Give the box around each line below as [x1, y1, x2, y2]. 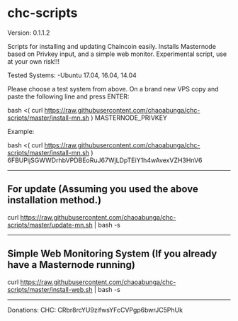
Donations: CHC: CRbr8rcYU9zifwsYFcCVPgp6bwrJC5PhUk [7, 305, 183, 314]
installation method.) [7, 194, 101, 206]
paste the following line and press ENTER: [7, 92, 130, 101]
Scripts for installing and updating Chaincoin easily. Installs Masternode [7, 42, 216, 50]
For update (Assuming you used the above [7, 183, 198, 196]
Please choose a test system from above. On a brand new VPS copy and [7, 84, 219, 93]
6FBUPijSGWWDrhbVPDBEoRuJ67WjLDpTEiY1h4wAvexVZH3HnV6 [7, 156, 203, 164]
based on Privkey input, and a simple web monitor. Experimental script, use [7, 50, 227, 58]
